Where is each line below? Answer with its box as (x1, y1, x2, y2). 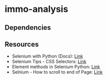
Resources (4, 40, 39, 48)
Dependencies (4, 23, 51, 32)
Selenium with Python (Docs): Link (11, 53, 83, 59)
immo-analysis (4, 3, 68, 15)
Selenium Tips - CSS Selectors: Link (11, 59, 86, 65)
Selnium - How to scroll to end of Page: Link (11, 69, 103, 75)
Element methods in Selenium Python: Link (11, 64, 100, 70)
